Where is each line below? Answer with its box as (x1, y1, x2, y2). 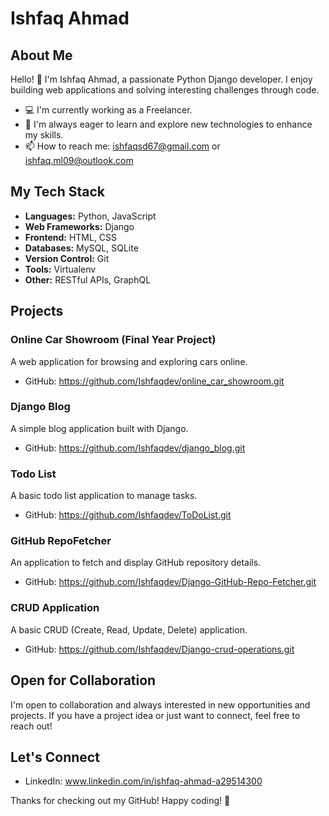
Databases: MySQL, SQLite (24, 242, 139, 254)
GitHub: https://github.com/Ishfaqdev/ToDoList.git (24, 509, 232, 521)
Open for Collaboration (10, 672, 157, 689)
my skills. (24, 129, 64, 141)
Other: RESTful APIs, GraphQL (24, 273, 152, 286)
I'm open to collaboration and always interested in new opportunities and (10, 698, 311, 711)
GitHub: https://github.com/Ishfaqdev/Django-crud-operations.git (24, 643, 295, 655)
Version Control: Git (24, 252, 110, 264)
